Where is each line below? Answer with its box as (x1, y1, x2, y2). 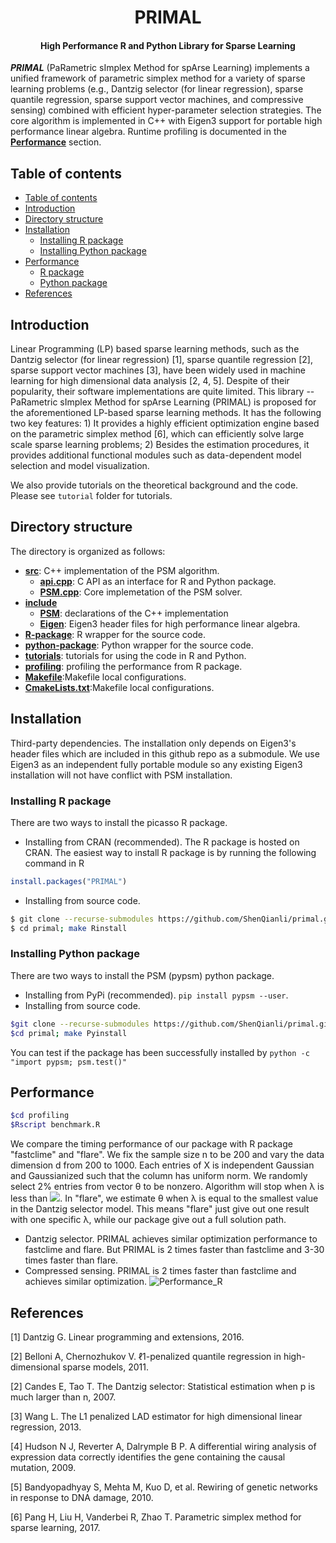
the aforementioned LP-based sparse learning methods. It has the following (10, 407, 322, 419)
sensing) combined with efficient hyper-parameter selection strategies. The (10, 104, 322, 116)
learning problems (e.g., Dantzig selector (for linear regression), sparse (10, 83, 304, 95)
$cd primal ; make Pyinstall (10, 1028, 128, 1038)
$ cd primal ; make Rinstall (10, 923, 128, 933)
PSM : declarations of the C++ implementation (39, 607, 229, 619)
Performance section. (10, 136, 102, 148)
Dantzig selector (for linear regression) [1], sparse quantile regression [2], (10, 354, 313, 366)
